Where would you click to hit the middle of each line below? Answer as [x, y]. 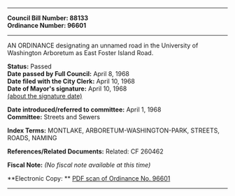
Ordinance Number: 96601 [47, 25]
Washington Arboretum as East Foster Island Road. [80, 53]
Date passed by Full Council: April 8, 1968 [69, 74]
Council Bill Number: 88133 [48, 18]
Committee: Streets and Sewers [54, 117]
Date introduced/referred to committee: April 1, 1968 [84, 110]
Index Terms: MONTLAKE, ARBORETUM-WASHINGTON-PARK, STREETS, [114, 130]
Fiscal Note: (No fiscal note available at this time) [79, 165]
